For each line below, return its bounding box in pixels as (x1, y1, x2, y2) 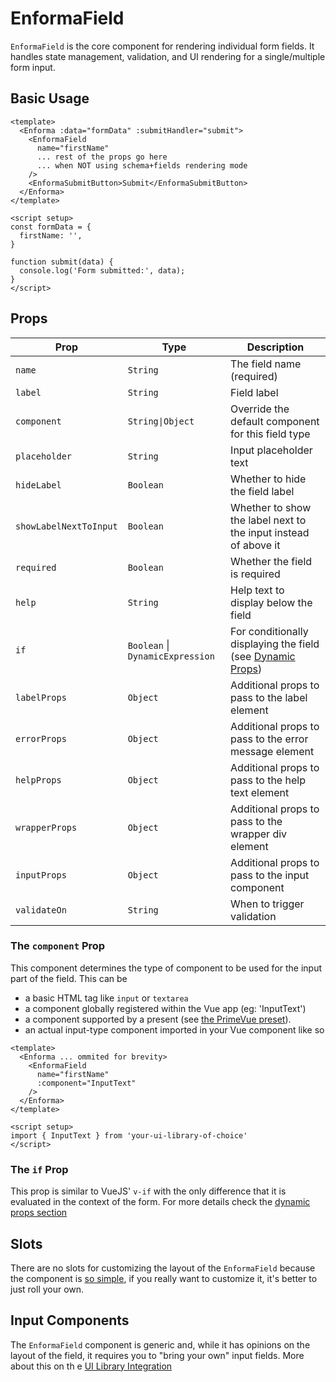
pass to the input (230, 868, 310, 882)
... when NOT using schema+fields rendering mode (36, 160, 248, 171)
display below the (230, 595, 313, 609)
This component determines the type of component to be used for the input (10, 962, 323, 974)
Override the (230, 402, 290, 416)
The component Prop (10, 939, 106, 953)
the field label (230, 484, 295, 498)
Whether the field (230, 554, 313, 568)
